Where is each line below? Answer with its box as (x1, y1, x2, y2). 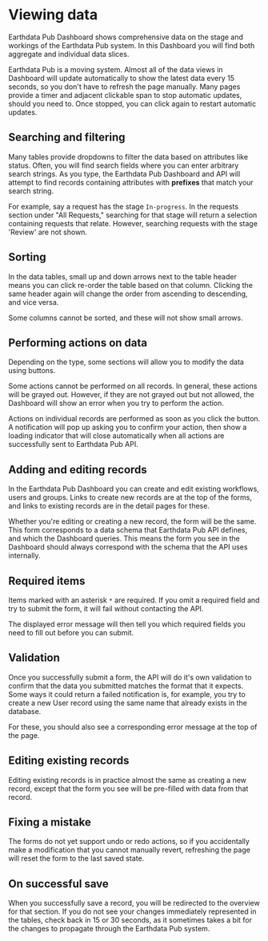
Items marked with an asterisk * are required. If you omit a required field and (8, 595, 260, 605)
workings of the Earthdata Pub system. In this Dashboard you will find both (8, 40, 255, 50)
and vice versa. (8, 297, 59, 306)
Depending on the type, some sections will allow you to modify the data (8, 357, 244, 367)
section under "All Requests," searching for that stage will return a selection (8, 210, 258, 220)
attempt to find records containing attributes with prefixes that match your (8, 177, 254, 187)
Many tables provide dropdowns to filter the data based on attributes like (8, 152, 249, 161)
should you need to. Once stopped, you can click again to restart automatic (8, 99, 257, 108)
